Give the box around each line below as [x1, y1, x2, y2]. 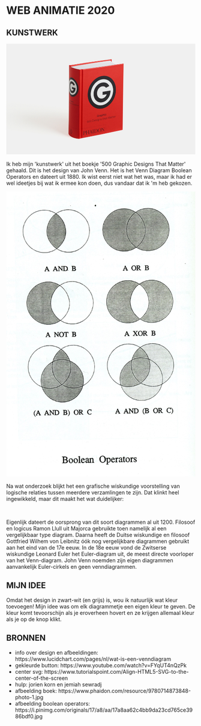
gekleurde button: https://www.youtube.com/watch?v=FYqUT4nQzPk [14, 661, 187, 669]
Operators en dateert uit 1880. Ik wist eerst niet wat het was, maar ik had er [6, 173, 192, 180]
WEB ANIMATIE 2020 [6, 4, 115, 17]
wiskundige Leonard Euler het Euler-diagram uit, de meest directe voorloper [6, 550, 194, 557]
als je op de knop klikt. [6, 616, 62, 623]
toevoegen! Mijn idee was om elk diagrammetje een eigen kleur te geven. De [6, 602, 196, 610]
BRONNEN [6, 633, 46, 643]
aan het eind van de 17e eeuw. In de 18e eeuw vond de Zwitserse [6, 544, 167, 551]
